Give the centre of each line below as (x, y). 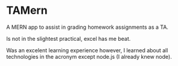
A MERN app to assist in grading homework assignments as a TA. (87, 27)
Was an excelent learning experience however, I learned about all (87, 50)
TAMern (27, 10)
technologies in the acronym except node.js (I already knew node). (89, 56)
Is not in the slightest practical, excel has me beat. (68, 38)
